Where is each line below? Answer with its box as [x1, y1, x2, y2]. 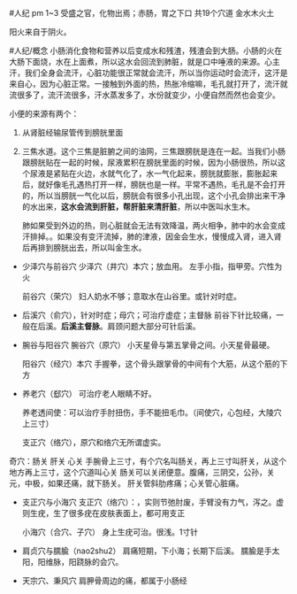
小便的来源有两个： [9, 109, 80, 119]
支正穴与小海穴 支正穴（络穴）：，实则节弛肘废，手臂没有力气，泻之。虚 [21, 497, 285, 507]
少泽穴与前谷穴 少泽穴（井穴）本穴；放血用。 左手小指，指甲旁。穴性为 [21, 261, 283, 272]
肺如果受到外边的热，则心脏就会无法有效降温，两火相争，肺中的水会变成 [21, 220, 286, 230]
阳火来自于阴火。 [9, 27, 72, 37]
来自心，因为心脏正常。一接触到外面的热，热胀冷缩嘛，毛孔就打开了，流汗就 [9, 79, 288, 89]
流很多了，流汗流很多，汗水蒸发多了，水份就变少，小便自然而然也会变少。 [9, 89, 280, 100]
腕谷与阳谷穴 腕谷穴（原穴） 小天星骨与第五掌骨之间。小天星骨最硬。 [21, 340, 275, 350]
